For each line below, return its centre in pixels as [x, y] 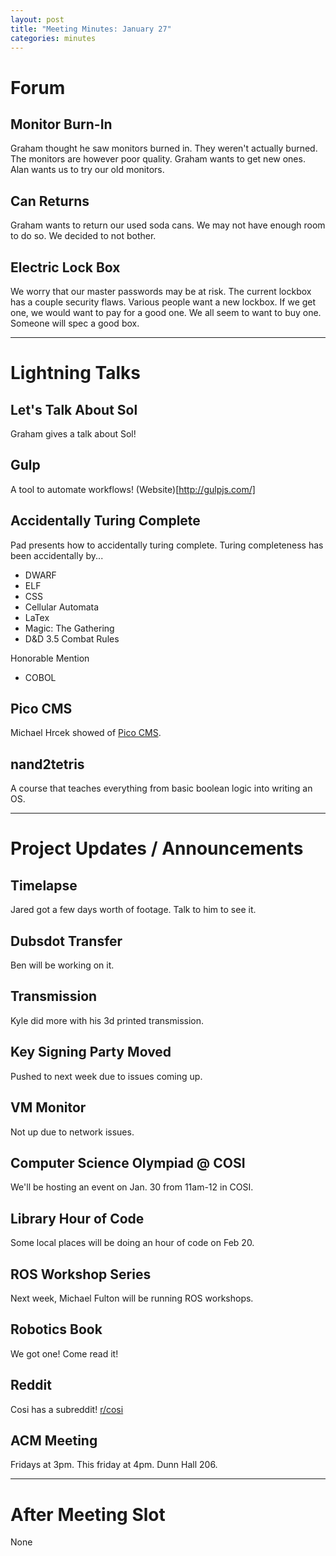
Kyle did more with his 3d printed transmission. [107, 1020]
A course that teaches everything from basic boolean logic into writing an [161, 788]
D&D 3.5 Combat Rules [72, 638]
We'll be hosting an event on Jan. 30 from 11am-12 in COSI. [132, 1187]
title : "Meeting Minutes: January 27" [91, 29]
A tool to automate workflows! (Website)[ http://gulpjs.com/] [133, 489]
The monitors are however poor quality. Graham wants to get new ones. [158, 159]
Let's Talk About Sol [74, 409]
